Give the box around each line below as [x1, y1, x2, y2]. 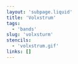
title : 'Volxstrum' [6, 15, 57, 21]
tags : [6, 20, 20, 26]
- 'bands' [12, 26, 37, 32]
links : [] [6, 49, 32, 55]
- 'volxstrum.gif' [12, 43, 60, 49]
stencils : [6, 37, 32, 43]
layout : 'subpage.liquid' [6, 9, 72, 15]
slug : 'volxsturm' [6, 32, 53, 38]
